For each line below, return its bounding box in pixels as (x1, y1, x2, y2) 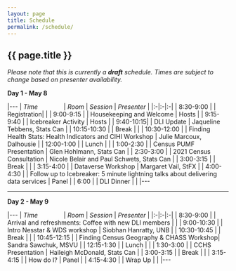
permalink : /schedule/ (7, 23, 74, 30)
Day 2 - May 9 (7, 197, 49, 206)
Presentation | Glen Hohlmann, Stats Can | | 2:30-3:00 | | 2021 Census (7, 147, 211, 156)
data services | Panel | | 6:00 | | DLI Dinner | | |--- (7, 177, 150, 186)
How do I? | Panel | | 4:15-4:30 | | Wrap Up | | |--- (28, 256, 171, 264)
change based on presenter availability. (7, 75, 123, 84)
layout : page (7, 10, 46, 18)
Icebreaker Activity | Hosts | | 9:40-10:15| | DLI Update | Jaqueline (29, 117, 221, 126)
